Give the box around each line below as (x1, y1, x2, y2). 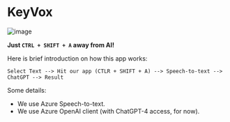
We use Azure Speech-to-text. (17, 99, 106, 108)
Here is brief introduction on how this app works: (7, 54, 148, 63)
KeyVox (7, 4, 54, 20)
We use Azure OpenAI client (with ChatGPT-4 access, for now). (17, 107, 200, 115)
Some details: (7, 86, 47, 94)
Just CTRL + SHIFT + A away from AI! (7, 40, 115, 49)
